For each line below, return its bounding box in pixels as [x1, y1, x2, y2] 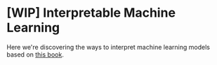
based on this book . [6, 50, 64, 59]
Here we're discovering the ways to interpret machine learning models [6, 43, 210, 51]
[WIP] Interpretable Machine [6, 5, 176, 21]
